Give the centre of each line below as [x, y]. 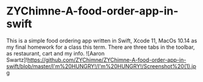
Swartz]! [17, 60]
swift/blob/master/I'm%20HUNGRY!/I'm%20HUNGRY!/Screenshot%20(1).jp [101, 66]
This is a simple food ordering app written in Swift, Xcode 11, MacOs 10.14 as [102, 40]
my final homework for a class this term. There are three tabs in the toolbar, [101, 47]
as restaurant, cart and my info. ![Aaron [56, 53]
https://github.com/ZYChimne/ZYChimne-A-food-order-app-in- [107, 60]
